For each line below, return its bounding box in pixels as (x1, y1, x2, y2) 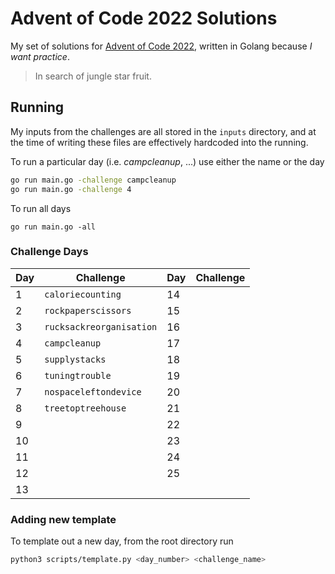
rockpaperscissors (44, 305, 132, 316)
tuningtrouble (44, 370, 112, 381)
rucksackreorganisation (44, 321, 158, 332)
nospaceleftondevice (44, 386, 142, 397)
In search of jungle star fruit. (34, 70, 152, 82)
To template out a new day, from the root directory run (10, 535, 234, 547)
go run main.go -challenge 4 (10, 184, 132, 194)
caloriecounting (44, 288, 122, 300)
